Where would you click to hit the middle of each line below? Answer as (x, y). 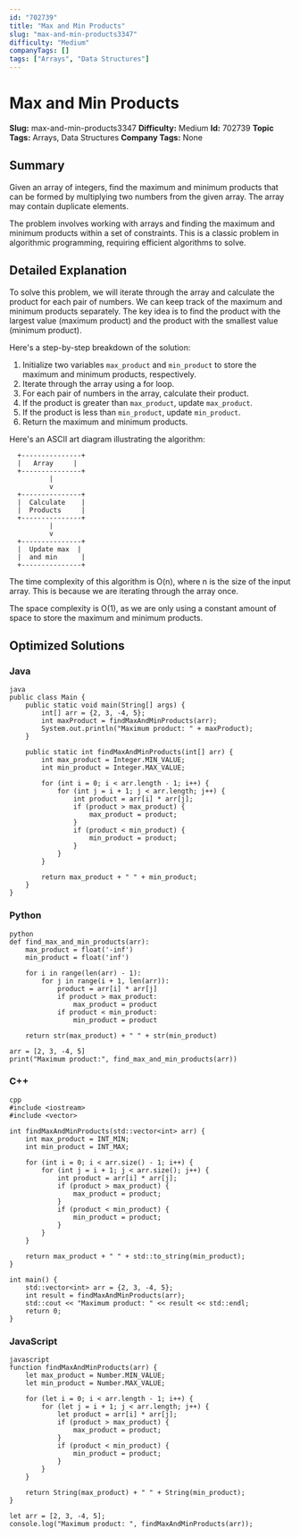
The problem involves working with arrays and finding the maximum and (142, 223)
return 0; (44, 1311)
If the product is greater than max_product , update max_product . (137, 402)
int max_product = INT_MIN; (77, 1139)
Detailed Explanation (68, 270)
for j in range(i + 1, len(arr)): (105, 981)
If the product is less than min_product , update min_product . (131, 412)
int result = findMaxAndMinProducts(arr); (105, 1295)
